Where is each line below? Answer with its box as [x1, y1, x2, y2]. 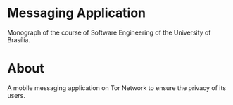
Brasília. [7, 35, 30, 44]
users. [7, 91, 26, 99]
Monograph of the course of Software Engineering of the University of [7, 28, 211, 37]
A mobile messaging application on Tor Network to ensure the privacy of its [7, 83, 227, 92]
